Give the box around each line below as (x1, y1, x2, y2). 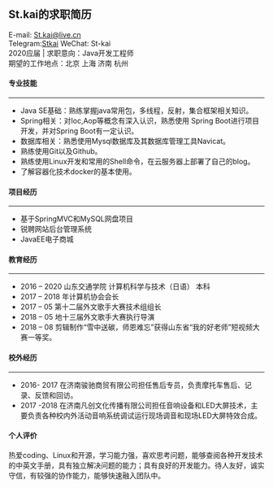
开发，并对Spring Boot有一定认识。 (19, 126, 139, 136)
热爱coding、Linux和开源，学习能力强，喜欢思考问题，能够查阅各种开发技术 (8, 450, 263, 460)
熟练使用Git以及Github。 (19, 146, 102, 156)
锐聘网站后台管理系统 (19, 224, 92, 234)
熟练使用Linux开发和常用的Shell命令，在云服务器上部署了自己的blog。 (19, 157, 255, 167)
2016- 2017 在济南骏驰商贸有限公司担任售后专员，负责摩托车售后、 (19, 380, 245, 390)
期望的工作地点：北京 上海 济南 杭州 (8, 58, 128, 68)
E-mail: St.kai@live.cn (8, 29, 81, 39)
